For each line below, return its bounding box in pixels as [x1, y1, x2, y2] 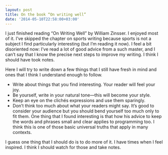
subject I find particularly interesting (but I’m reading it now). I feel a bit [5, 41, 152, 47]
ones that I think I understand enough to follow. [5, 72, 103, 78]
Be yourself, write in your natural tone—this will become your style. [12, 92, 151, 98]
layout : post [5, 7, 33, 12]
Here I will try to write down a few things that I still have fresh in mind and [5, 66, 157, 72]
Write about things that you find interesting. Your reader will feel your [12, 81, 155, 87]
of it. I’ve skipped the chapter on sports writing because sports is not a [5, 35, 151, 41]
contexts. [12, 129, 32, 135]
